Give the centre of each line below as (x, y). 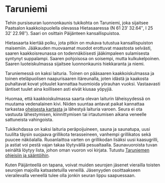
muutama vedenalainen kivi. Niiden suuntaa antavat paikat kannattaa (75, 104)
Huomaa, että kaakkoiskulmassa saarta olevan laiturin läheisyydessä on (78, 98)
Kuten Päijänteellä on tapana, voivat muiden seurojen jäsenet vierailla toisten (83, 165)
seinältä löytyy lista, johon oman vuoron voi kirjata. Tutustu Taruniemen (77, 150)
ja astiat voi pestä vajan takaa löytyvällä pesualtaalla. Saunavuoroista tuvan (81, 145)
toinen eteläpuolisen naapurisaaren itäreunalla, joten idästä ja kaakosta (77, 78)
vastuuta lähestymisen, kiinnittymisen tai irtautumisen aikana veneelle (76, 114)
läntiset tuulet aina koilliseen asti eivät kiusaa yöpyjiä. (59, 89)
